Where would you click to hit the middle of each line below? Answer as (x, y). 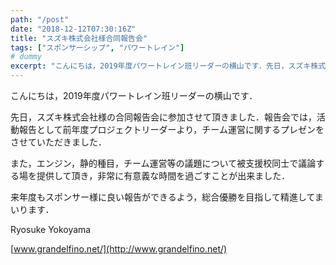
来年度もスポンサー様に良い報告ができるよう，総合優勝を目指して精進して (162, 197)
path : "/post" (40, 19)
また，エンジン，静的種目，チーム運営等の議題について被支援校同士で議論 (163, 163)
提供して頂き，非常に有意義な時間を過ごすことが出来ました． (163, 175)
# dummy (26, 57)
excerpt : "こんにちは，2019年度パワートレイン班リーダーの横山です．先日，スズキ (161, 66)
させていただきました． (58, 142)
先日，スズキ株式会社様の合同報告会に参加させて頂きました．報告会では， (163, 117)
